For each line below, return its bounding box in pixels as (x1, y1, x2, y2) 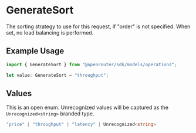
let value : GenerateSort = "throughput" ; (6, 72, 109, 78)
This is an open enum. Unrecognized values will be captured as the (6, 104, 169, 111)
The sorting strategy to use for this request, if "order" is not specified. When (6, 23, 191, 30)
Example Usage (6, 46, 65, 56)
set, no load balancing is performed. (6, 29, 94, 36)
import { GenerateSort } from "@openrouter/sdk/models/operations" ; (6, 62, 177, 67)
